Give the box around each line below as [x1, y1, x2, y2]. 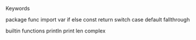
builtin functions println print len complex [5, 27, 106, 34]
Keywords [5, 5, 30, 12]
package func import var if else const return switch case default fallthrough [5, 16, 190, 23]
